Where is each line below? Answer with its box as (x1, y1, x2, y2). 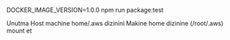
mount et (6, 27, 32, 34)
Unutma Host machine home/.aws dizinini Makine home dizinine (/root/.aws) (6, 19, 224, 27)
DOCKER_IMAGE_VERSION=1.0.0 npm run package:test (6, 6, 164, 14)
